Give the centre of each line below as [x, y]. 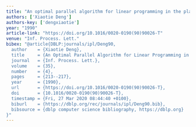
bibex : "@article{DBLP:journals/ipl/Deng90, [61, 44]
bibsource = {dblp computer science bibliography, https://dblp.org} [97, 109]
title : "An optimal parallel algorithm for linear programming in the [94, 11]
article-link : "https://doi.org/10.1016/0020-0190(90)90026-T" [85, 33]
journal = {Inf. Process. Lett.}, [56, 60]
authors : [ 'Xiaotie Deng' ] [39, 17]
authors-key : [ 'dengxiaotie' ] [43, 22]
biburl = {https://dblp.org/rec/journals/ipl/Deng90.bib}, [88, 104]
